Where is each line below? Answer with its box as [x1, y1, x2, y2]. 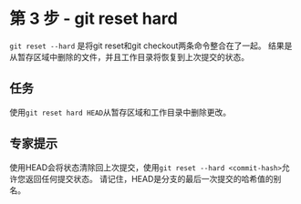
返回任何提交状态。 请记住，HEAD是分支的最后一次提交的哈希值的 [25, 173, 274, 184]
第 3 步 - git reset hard [9, 8, 178, 29]
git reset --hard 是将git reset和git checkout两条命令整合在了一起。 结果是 [9, 40, 293, 51]
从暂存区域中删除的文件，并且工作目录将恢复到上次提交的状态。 [9, 51, 249, 62]
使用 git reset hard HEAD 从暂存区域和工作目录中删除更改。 [9, 107, 232, 117]
